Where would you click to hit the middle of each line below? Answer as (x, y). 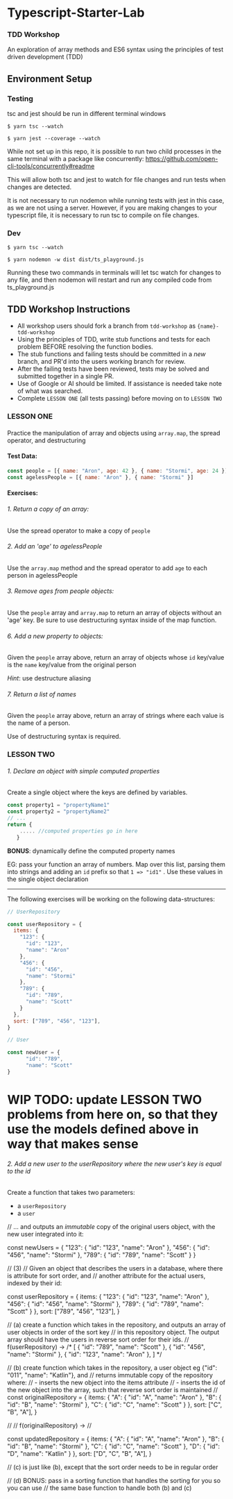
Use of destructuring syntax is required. (64, 737)
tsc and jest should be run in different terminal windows (87, 114)
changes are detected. (40, 187)
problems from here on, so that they (113, 1115)
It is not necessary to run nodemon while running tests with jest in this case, (116, 201)
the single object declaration (48, 879)
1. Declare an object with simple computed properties (84, 771)
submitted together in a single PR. (66, 376)
